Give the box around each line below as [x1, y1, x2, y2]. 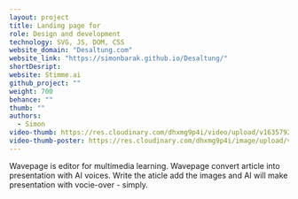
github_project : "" [9, 79, 82, 88]
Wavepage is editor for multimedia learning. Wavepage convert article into [9, 160, 281, 171]
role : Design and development [9, 29, 122, 38]
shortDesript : [9, 63, 62, 72]
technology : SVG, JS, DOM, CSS [9, 37, 125, 47]
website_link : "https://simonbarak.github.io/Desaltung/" [9, 54, 228, 63]
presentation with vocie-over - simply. [9, 179, 149, 190]
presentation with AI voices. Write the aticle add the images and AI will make [9, 170, 288, 180]
